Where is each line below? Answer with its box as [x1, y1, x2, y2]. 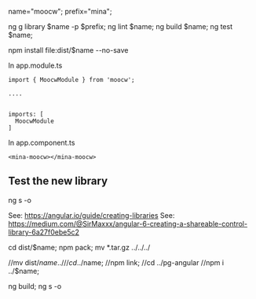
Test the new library [8, 175, 108, 188]
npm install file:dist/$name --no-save [8, 46, 129, 54]
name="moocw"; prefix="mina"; [8, 7, 112, 16]
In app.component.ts [8, 138, 75, 147]
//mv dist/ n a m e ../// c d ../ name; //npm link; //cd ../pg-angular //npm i [8, 257, 225, 267]
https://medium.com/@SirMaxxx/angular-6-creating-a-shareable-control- [8, 219, 248, 228]
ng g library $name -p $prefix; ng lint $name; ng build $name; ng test [8, 22, 233, 31]
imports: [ [8, 110, 44, 118]
